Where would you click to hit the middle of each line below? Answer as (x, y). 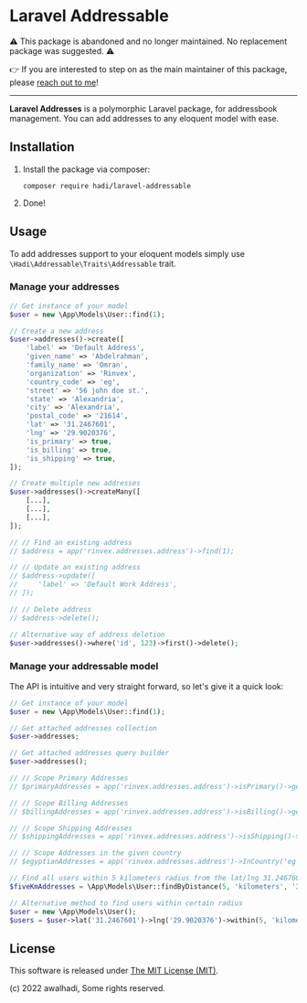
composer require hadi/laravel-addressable (107, 186)
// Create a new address (57, 331)
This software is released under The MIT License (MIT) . (114, 971)
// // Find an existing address (71, 542)
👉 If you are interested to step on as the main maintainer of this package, (148, 69)
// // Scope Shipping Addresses (71, 828)
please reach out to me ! (54, 82)
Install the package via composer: (86, 169)
